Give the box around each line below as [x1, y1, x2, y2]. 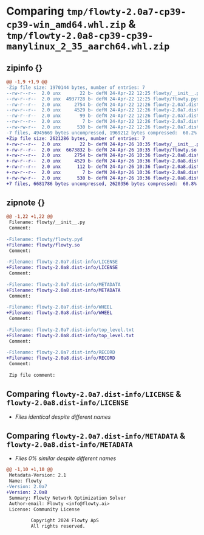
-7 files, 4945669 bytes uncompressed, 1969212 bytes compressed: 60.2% [6, 130, 197, 136]
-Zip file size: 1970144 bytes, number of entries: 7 [6, 84, 146, 91]
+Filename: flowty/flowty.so [6, 242, 80, 248]
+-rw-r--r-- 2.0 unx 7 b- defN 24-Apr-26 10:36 [6, 169, 151, 175]
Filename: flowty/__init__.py [8, 219, 86, 226]
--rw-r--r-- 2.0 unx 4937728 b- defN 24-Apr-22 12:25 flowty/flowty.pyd [6, 96, 200, 102]
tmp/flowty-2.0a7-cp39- [66, 6, 186, 18]
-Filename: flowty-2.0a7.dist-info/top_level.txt [6, 327, 135, 333]
